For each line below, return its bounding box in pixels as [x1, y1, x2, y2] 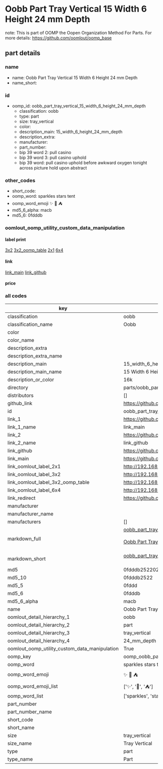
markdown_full [7, 535, 41, 542]
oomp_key [7, 653, 32, 660]
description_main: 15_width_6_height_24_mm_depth [19, 129, 123, 135]
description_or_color [7, 376, 54, 383]
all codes [5, 292, 27, 299]
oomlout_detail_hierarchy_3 [7, 630, 70, 636]
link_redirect [7, 495, 36, 501]
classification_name [7, 321, 53, 328]
